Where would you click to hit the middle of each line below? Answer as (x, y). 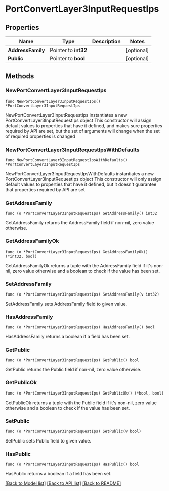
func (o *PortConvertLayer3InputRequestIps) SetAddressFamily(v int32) (82, 294)
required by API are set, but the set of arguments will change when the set (83, 131)
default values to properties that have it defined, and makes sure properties (84, 126)
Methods (20, 76)
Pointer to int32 (69, 50)
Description (106, 42)
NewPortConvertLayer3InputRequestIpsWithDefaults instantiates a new (80, 174)
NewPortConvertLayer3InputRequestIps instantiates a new (66, 115)
